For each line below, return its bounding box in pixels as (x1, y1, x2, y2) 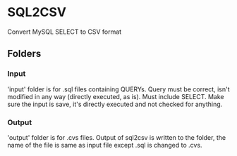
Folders (7, 48, 42, 60)
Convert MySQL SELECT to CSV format (7, 27, 122, 36)
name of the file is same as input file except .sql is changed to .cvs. (7, 141, 202, 149)
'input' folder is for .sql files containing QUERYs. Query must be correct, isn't (7, 85, 230, 93)
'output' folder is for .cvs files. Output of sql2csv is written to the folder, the (7, 133, 226, 141)
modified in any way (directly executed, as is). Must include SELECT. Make (7, 92, 224, 100)
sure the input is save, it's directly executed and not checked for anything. (7, 100, 223, 108)
